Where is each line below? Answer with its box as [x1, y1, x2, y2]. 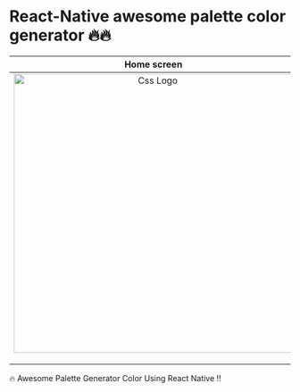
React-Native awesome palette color [9, 6, 287, 27]
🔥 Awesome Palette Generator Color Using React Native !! [9, 372, 221, 383]
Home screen [124, 58, 183, 71]
